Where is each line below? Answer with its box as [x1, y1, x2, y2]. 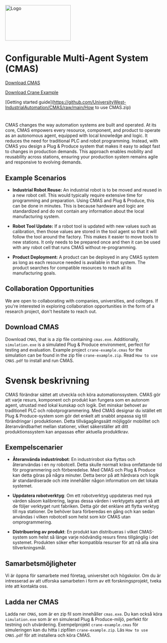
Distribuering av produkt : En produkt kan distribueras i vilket [12, 529, 138, 535]
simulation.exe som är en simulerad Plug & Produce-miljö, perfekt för [5, 616, 149, 622]
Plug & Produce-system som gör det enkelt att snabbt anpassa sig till [5, 412, 147, 418]
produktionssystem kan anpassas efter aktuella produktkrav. [5, 428, 130, 434]
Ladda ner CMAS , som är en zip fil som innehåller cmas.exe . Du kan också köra [5, 610, 163, 617]
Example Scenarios [5, 173, 66, 182]
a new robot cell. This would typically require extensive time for [12, 192, 143, 198]
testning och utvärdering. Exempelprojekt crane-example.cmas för [5, 621, 139, 627]
